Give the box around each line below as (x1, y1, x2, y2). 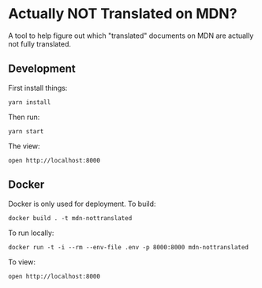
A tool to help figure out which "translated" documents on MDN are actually (8, 31, 254, 40)
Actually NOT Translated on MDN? (8, 5, 238, 23)
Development (8, 62, 77, 76)
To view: (8, 257, 36, 267)
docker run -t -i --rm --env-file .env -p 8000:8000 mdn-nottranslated (8, 243, 249, 251)
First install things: (8, 83, 68, 92)
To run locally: (8, 228, 54, 238)
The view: (8, 141, 41, 151)
